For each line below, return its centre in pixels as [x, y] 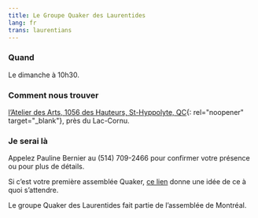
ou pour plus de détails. [46, 167]
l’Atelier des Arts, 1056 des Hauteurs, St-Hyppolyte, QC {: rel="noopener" [126, 112]
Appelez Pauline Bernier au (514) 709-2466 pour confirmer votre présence [129, 158]
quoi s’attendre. [33, 190]
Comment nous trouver [53, 95]
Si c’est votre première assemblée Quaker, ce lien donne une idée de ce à [127, 182]
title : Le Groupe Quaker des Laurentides [77, 15]
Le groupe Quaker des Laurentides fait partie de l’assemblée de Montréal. [127, 205]
